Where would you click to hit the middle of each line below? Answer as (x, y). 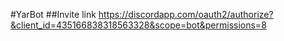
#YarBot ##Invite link (53, 14)
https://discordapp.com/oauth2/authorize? (186, 14)
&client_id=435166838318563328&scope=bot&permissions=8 (138, 25)
